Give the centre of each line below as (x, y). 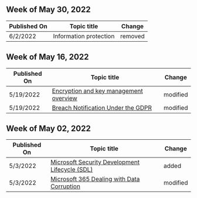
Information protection (84, 36)
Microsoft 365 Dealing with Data (95, 179)
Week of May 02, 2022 (48, 129)
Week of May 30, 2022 (48, 10)
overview (64, 98)
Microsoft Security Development (95, 162)
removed (132, 36)
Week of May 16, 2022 (47, 57)
